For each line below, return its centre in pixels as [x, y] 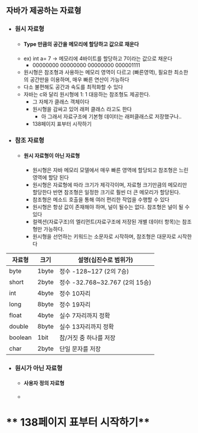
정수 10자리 [75, 293]
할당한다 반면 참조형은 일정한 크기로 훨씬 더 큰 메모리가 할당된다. [106, 192]
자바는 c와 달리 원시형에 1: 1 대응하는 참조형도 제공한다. [87, 94]
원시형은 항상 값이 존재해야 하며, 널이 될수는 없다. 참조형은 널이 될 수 [111, 207]
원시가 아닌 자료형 [38, 368]
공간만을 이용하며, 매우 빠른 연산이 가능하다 [79, 79]
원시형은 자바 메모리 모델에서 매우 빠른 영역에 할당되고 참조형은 [105, 170]
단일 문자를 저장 [80, 349]
